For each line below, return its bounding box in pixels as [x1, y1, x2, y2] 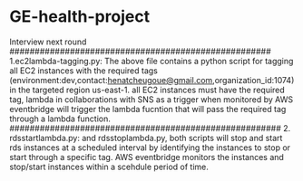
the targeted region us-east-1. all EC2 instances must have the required [17, 84, 286, 95]
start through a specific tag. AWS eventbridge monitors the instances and [9, 151, 284, 162]
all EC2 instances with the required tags [9, 65, 159, 76]
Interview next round [9, 36, 87, 47]
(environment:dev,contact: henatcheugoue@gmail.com [9, 74, 213, 85]
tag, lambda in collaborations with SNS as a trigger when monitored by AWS [9, 93, 293, 105]
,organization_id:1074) [211, 74, 295, 85]
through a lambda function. [9, 113, 112, 124]
